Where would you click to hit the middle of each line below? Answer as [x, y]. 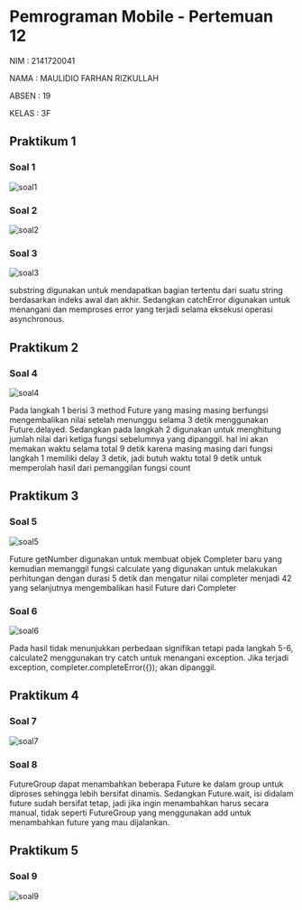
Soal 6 [23, 611]
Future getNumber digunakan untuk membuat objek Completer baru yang [146, 559]
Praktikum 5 [44, 851]
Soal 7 [23, 722]
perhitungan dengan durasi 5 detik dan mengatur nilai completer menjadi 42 [151, 578]
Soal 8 [23, 764]
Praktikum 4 [44, 696]
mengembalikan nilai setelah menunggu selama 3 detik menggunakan [139, 419]
